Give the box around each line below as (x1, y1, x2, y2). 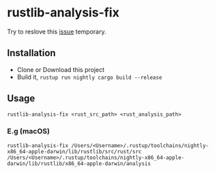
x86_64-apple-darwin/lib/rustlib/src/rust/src (7, 148, 142, 155)
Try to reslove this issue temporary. (7, 27, 106, 36)
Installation (7, 47, 56, 59)
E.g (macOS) (7, 127, 50, 136)
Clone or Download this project (16, 65, 104, 73)
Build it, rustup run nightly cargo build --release (16, 73, 162, 81)
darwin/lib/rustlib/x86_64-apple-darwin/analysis (7, 160, 152, 167)
